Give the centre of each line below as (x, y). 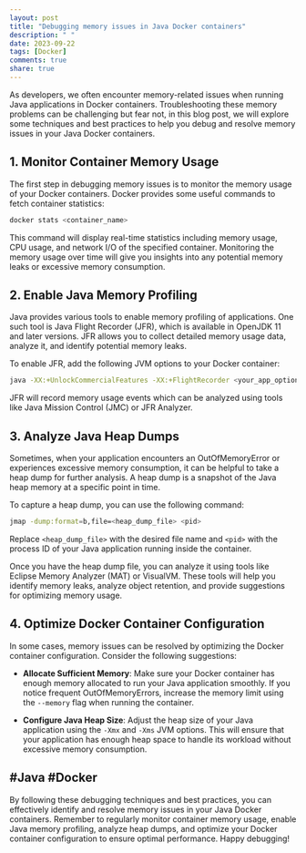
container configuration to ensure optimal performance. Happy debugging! (149, 838)
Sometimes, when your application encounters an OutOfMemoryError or (145, 458)
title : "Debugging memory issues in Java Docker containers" (128, 26)
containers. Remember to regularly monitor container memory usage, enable (153, 819)
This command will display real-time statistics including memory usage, (143, 237)
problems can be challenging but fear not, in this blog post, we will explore (149, 114)
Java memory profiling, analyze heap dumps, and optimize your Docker (143, 828)
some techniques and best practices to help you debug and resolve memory (153, 123)
